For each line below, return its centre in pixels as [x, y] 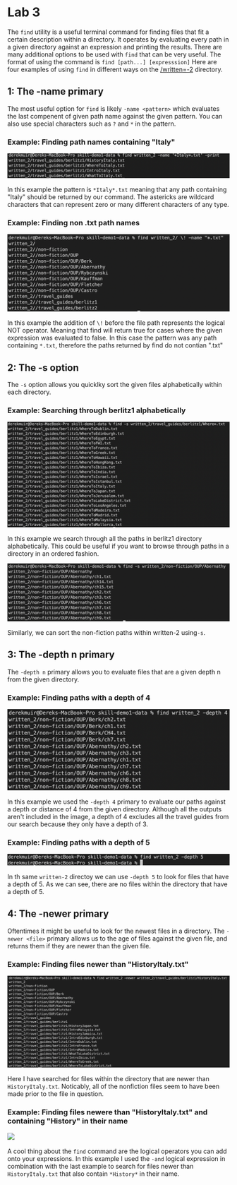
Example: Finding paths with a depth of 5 [79, 842]
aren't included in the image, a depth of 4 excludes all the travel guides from [118, 817]
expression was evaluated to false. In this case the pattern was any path [112, 338]
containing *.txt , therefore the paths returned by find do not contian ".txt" [115, 345]
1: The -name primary [55, 91]
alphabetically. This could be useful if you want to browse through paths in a [118, 546]
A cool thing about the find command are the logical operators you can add [117, 1151]
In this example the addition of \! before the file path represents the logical [116, 323]
